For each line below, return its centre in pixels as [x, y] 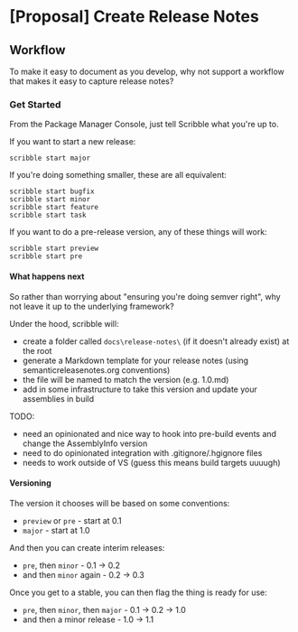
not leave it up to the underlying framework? [92, 306]
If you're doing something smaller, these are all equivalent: [118, 175]
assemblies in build [58, 398]
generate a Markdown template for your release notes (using [135, 360]
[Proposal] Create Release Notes [134, 17]
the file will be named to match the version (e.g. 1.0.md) [126, 379]
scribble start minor [50, 200]
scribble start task [48, 215]
